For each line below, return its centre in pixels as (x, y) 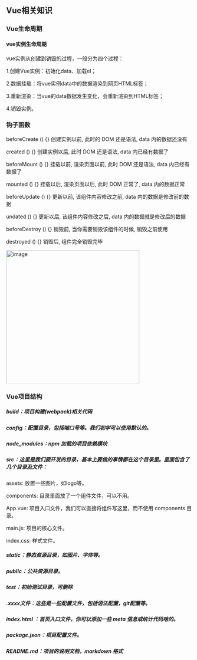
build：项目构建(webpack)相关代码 (49, 412)
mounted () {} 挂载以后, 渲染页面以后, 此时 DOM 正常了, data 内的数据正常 (96, 184)
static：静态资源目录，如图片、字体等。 (55, 555)
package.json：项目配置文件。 (44, 635)
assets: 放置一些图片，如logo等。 (47, 483)
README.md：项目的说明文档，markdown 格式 (65, 651)
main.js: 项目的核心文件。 (37, 528)
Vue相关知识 (29, 11)
